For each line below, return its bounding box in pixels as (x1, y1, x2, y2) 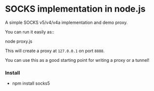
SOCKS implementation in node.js (5, 3, 146, 15)
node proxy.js (5, 38, 33, 44)
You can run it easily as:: (5, 29, 55, 35)
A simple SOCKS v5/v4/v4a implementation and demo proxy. (5, 19, 128, 25)
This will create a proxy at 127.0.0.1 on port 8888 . (5, 48, 105, 54)
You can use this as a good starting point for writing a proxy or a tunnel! (5, 57, 150, 63)
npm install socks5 (12, 80, 50, 86)
